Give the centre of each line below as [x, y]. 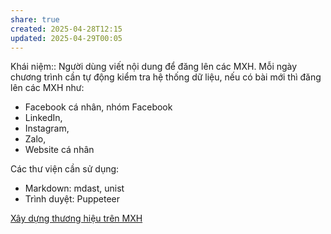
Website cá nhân [59, 150]
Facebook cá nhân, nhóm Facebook [98, 107]
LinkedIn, [43, 118]
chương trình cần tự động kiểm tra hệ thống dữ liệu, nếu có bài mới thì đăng [166, 77]
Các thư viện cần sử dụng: [65, 169]
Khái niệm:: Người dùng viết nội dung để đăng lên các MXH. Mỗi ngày [154, 67]
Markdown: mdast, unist [74, 188]
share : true [35, 19]
